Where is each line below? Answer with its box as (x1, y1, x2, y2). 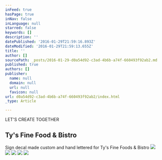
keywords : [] (5, 30, 32, 35)
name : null (9, 76, 32, 81)
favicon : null (9, 90, 38, 95)
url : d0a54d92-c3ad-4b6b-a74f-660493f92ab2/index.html (5, 94, 120, 99)
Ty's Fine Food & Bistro (5, 131, 77, 139)
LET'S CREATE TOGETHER (5, 117, 60, 123)
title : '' (5, 48, 26, 53)
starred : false (5, 26, 36, 31)
